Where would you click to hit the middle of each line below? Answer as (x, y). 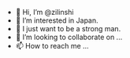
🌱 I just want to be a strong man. (68, 29)
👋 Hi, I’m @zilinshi (45, 12)
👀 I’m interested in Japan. (57, 20)
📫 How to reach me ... (52, 46)
